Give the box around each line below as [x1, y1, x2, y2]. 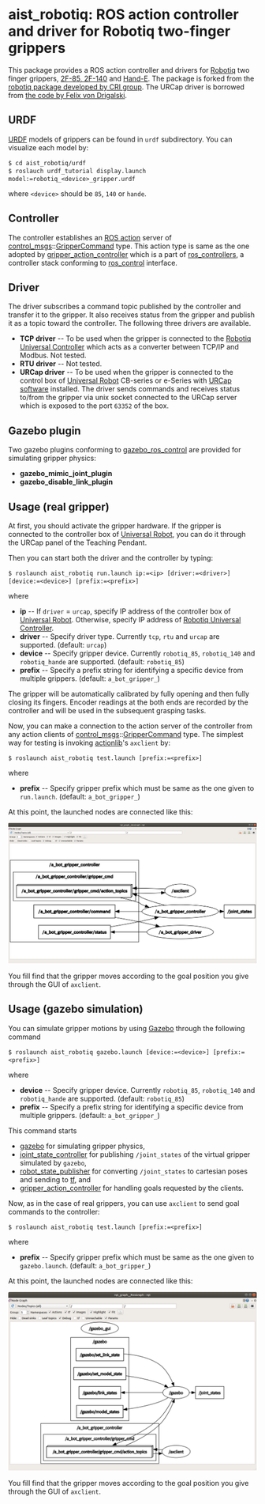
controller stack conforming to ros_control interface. [8, 258, 177, 267]
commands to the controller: [8, 1207, 100, 1216]
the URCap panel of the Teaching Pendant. [8, 538, 147, 547]
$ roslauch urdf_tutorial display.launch [8, 167, 147, 175]
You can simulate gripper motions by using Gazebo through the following [8, 1023, 245, 1033]
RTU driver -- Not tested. [19, 359, 103, 368]
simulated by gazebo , [19, 1158, 87, 1167]
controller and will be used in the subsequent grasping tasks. [8, 706, 207, 715]
